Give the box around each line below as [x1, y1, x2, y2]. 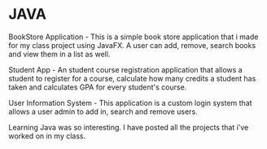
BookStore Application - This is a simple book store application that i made [8, 32, 259, 42]
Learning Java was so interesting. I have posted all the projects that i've [8, 122, 249, 132]
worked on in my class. [8, 131, 86, 141]
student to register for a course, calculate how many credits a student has [8, 73, 256, 83]
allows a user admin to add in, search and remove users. [8, 107, 198, 116]
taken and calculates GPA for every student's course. [8, 82, 187, 92]
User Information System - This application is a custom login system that [8, 98, 252, 107]
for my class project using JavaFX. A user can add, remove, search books [8, 40, 256, 50]
